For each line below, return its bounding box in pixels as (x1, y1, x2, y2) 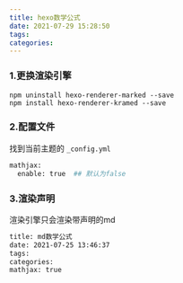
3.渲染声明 (9, 192, 56, 205)
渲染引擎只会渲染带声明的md (9, 214, 116, 225)
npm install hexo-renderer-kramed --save (9, 98, 167, 108)
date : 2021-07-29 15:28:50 (9, 22, 110, 31)
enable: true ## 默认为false (17, 169, 126, 178)
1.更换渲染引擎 (9, 69, 72, 82)
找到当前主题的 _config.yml (9, 143, 111, 154)
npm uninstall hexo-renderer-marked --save (9, 91, 175, 100)
